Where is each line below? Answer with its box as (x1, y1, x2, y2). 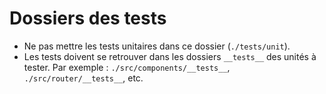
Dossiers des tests (9, 7, 167, 30)
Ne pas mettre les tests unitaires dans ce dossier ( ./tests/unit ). (23, 40, 291, 52)
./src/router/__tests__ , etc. (23, 72, 144, 84)
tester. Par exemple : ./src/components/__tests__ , (23, 61, 231, 73)
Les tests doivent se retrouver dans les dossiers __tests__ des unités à (23, 50, 317, 62)
